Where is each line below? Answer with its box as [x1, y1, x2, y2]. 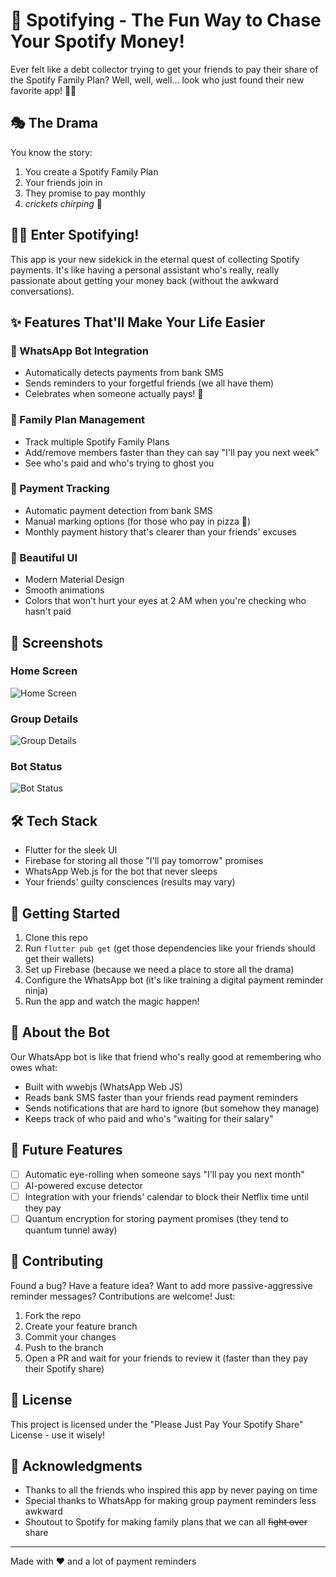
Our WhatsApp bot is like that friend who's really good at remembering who [10, 1050, 322, 1063]
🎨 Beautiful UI [10, 550, 78, 564]
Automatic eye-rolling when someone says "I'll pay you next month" [24, 1168, 305, 1180]
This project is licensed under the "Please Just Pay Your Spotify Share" [10, 1418, 304, 1430]
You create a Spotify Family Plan [24, 165, 159, 178]
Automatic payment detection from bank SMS [24, 504, 213, 516]
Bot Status [10, 760, 63, 774]
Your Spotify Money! [10, 30, 185, 53]
